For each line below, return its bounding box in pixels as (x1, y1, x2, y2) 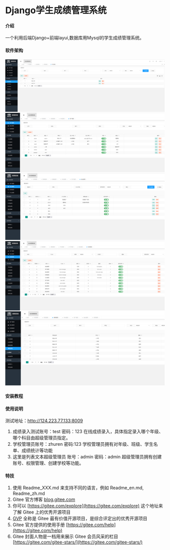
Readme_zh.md (12, 490, 46, 496)
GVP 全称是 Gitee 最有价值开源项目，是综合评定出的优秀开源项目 (12, 516, 148, 522)
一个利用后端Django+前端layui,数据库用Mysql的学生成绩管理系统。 (5, 35, 144, 41)
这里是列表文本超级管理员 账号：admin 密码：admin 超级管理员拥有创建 (12, 454, 162, 460)
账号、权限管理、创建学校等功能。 (12, 460, 84, 466)
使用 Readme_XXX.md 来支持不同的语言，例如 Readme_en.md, (12, 485, 144, 491)
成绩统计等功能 (21, 447, 53, 453)
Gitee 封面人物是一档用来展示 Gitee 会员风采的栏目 (12, 533, 118, 539)
